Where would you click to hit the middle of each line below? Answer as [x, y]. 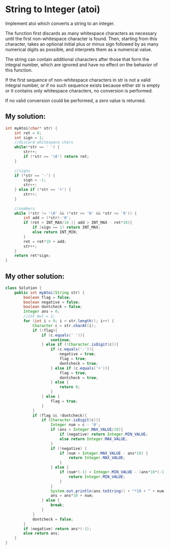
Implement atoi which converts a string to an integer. [60, 23]
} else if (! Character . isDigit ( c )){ [80, 345]
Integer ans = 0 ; [41, 312]
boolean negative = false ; [52, 302]
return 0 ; [70, 387]
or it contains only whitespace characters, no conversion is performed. [79, 90]
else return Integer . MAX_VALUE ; [94, 439]
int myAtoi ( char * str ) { [31, 128]
